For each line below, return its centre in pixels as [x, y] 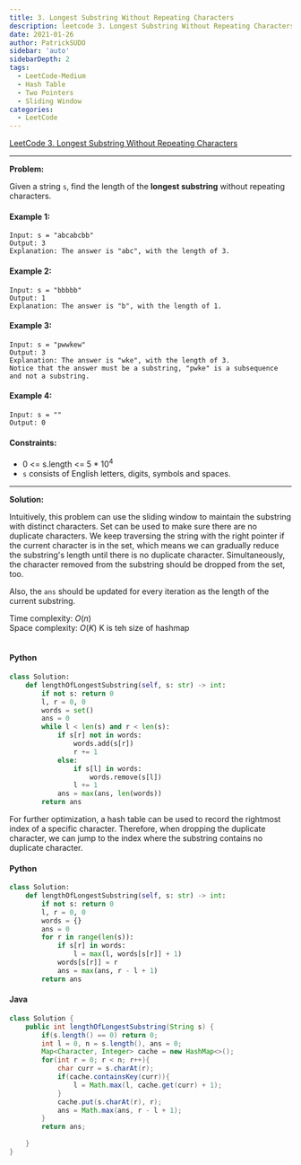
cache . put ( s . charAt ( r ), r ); [110, 1102]
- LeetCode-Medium [52, 76]
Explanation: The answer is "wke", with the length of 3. [120, 360]
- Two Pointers [46, 92]
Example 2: [30, 271]
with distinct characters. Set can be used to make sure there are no [133, 526]
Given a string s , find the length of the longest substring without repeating [147, 187]
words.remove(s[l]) [126, 777]
